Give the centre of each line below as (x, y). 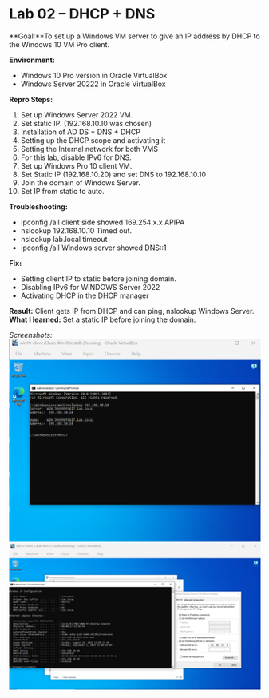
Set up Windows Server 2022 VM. (77, 115)
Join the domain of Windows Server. (80, 182)
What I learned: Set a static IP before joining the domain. (103, 319)
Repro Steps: (31, 99)
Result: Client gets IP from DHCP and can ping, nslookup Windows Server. (132, 311)
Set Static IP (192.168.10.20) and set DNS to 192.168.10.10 (113, 174)
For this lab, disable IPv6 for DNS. (76, 157)
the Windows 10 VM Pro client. (59, 44)
